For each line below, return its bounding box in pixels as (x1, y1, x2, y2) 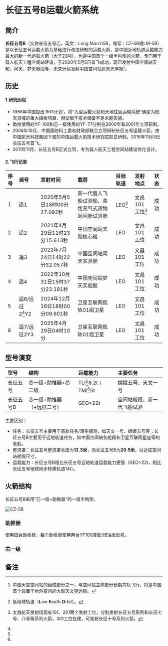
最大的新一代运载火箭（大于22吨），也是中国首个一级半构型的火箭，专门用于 (5, 53, 162, 59)
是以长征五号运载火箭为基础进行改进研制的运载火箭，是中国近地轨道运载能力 (5, 47, 163, 53)
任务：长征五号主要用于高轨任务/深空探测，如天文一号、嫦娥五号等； (12, 428, 154, 434)
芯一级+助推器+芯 (28, 379, 70, 386)
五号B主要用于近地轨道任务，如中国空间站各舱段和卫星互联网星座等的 (16, 434, 160, 440)
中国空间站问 (77, 250, 108, 257)
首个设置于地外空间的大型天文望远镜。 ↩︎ (12, 588, 96, 594)
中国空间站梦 (77, 274, 108, 281)
